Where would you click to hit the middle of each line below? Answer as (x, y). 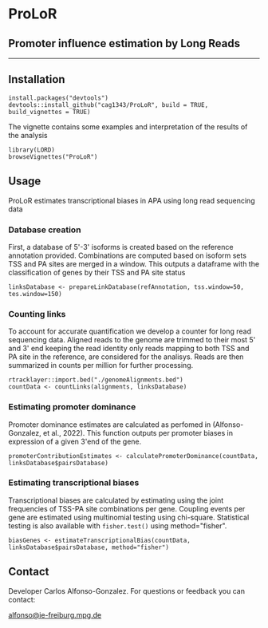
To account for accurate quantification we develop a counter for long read (130, 331)
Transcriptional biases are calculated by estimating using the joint (116, 500)
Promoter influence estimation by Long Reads (124, 43)
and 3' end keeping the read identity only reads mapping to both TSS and (129, 349)
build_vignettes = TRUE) (49, 112)
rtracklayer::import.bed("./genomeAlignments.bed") (96, 380)
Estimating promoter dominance (72, 407)
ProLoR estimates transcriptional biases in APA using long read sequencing (132, 200)
